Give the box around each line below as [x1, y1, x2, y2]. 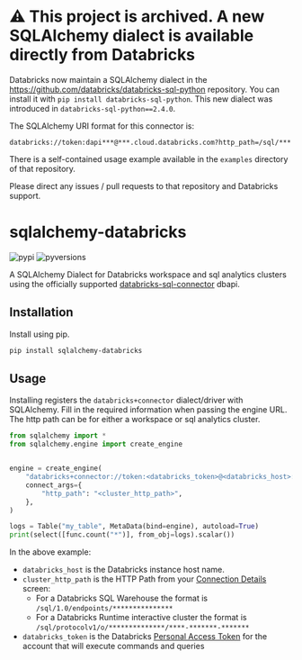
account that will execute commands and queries [22, 641, 205, 652]
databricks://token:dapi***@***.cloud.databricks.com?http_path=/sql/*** [9, 138, 292, 147]
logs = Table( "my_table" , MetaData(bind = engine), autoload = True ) [9, 522, 259, 531]
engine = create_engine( [9, 464, 102, 474]
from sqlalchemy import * [9, 431, 106, 440]
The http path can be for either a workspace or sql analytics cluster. [9, 414, 261, 425]
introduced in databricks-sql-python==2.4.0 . [9, 103, 176, 113]
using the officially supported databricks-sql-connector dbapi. [9, 278, 241, 289]
